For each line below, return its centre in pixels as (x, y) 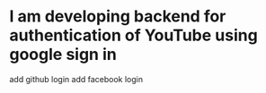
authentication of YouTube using (133, 35)
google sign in (63, 55)
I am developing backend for (118, 17)
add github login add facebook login (76, 79)
